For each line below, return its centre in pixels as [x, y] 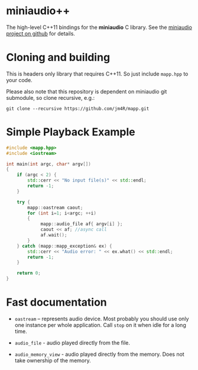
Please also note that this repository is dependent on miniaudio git [87, 91]
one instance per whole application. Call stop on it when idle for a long [100, 325]
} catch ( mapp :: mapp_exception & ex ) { [64, 246]
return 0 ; [29, 273]
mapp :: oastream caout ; [55, 207]
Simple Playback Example [71, 132]
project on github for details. [41, 33]
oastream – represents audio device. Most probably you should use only [102, 319]
